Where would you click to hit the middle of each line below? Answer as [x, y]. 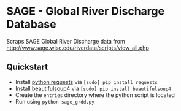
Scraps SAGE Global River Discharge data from [66, 41]
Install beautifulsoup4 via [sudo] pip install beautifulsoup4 [93, 88]
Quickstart [27, 67]
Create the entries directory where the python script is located [95, 95]
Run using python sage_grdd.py [55, 101]
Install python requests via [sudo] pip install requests [87, 82]
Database [31, 24]
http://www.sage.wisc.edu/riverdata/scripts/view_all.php [78, 48]
